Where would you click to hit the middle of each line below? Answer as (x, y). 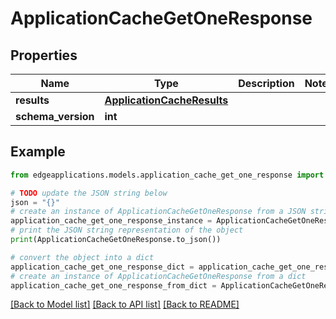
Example (38, 152)
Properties (44, 55)
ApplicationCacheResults (166, 100)
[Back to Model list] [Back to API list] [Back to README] (125, 304)
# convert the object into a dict (82, 257)
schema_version (55, 116)
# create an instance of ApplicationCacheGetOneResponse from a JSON (158, 212)
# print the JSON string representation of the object (127, 230)
